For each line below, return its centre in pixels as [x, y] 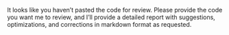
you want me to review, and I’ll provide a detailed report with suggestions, [111, 17]
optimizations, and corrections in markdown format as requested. [99, 24]
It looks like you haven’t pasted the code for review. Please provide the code [115, 10]
